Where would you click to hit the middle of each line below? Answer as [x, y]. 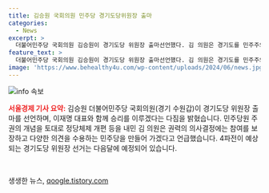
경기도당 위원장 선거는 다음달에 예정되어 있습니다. [100, 148]
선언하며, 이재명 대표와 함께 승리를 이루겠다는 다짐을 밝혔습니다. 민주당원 [136, 118]
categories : [28, 23]
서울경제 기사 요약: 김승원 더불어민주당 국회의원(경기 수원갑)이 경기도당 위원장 [129, 108]
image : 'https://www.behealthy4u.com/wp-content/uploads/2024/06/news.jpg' [137, 68]
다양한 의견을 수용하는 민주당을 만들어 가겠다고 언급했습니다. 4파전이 [137, 138]
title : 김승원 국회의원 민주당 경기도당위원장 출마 [80, 16]
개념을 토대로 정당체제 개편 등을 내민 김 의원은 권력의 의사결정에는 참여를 [136, 128]
